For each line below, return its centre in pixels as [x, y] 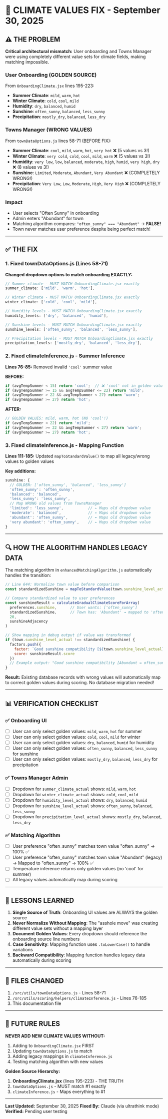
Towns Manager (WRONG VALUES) [49, 130]
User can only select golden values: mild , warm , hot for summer [77, 731]
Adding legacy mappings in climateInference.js [62, 1056]
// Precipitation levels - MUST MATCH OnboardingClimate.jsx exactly [79, 338]
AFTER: [13, 409]
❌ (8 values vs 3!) [30, 167]
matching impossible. [27, 62]
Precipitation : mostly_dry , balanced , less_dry [59, 117]
